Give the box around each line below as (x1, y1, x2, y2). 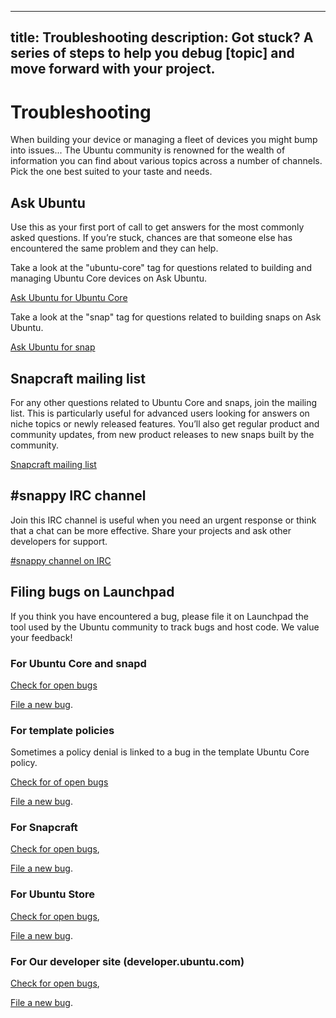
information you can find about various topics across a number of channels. (10, 155, 323, 167)
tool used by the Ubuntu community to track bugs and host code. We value (10, 621, 320, 633)
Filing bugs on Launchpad (10, 584, 175, 601)
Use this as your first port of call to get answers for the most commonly (10, 221, 305, 233)
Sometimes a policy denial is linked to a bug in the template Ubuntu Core (10, 746, 310, 758)
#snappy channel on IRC (10, 554, 112, 566)
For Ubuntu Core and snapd (10, 656, 147, 670)
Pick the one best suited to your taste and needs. (10, 166, 213, 178)
